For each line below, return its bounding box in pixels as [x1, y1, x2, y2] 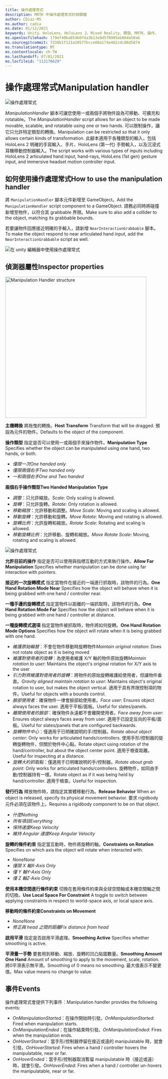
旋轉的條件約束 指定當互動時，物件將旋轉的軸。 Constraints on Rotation [5, 841, 154, 847]
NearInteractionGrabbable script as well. [5, 236, 89, 242]
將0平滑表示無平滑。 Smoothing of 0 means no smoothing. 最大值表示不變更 [5, 962, 162, 968]
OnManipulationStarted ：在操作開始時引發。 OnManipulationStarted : [12, 1015, 154, 1021]
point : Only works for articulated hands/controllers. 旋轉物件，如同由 [12, 765, 154, 771]
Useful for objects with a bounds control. [21, 691, 106, 697]
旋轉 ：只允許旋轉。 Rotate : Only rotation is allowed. [12, 501, 118, 507]
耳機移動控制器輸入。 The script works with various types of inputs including [5, 148, 163, 154]
